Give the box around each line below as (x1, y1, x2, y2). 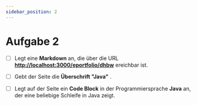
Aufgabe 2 (5, 34, 60, 48)
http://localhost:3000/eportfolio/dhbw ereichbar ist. (14, 61, 148, 68)
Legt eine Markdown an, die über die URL (14, 55, 119, 62)
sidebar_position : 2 (5, 8, 58, 15)
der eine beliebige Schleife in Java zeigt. (14, 91, 116, 99)
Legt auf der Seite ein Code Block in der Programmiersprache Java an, (14, 85, 191, 92)
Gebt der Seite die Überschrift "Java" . (14, 73, 112, 80)
